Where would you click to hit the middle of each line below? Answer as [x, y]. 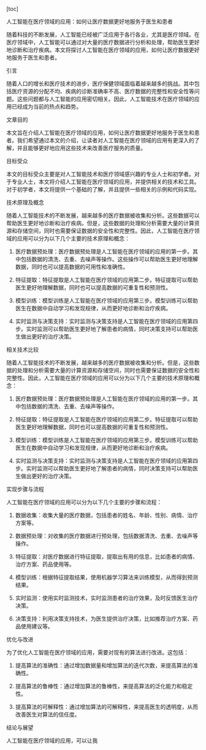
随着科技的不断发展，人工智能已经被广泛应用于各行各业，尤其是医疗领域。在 [103, 34]
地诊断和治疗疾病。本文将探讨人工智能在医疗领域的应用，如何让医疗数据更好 [103, 50]
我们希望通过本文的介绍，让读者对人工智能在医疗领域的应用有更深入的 [105, 140]
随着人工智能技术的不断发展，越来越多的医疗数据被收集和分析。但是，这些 [100, 362]
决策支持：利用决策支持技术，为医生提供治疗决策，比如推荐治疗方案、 [104, 618]
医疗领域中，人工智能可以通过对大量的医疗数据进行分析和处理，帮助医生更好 [103, 42]
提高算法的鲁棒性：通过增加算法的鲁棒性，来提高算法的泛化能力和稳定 [104, 686]
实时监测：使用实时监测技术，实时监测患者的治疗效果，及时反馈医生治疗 [106, 598]
